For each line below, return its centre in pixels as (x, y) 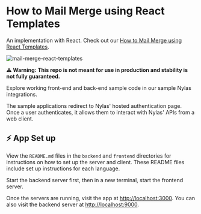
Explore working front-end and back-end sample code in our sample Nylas (99, 88)
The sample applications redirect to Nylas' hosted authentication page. (94, 106)
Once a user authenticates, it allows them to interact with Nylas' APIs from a (100, 112)
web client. (20, 119)
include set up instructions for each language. (63, 168)
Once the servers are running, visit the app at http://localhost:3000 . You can (101, 198)
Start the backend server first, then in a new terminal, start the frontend (95, 180)
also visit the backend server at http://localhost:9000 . (73, 204)
